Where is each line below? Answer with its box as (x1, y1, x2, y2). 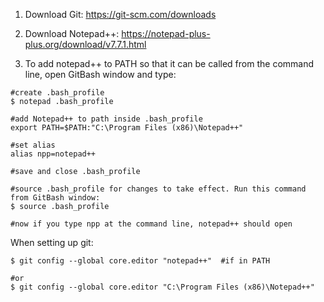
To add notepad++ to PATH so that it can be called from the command (24, 58, 315, 69)
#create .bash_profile (10, 88, 105, 98)
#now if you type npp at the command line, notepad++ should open (10, 219, 293, 229)
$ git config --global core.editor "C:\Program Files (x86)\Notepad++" (10, 282, 315, 292)
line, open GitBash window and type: (24, 69, 177, 80)
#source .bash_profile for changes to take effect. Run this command (10, 184, 307, 194)
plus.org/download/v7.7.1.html (24, 39, 147, 50)
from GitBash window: (10, 193, 101, 203)
